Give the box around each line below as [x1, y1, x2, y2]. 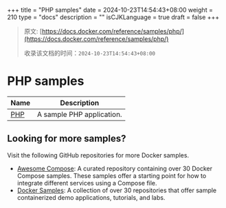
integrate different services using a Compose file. [16, 179, 157, 187]
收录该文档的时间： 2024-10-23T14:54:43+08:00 [23, 49, 156, 57]
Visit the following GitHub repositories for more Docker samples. [7, 151, 190, 159]
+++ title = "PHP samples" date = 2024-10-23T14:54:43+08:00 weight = [7, 6, 213, 14]
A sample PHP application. [36, 109, 122, 119]
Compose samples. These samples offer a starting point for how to [16, 171, 207, 180]
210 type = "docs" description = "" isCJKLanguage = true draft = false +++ [7, 13, 220, 21]
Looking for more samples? [7, 133, 126, 144]
